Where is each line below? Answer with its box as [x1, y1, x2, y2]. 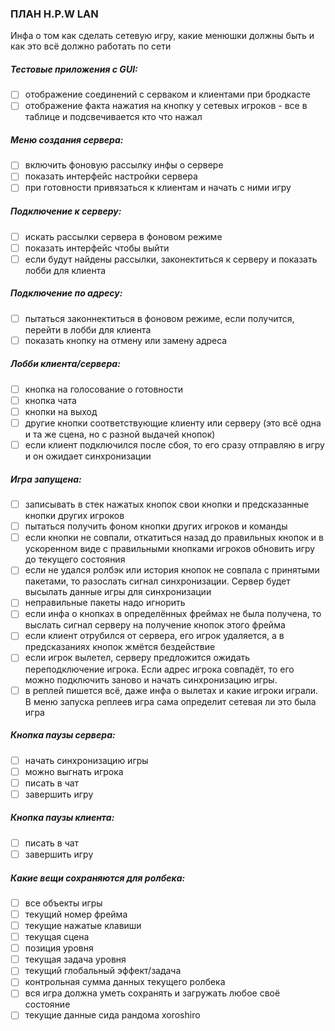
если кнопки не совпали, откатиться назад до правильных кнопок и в [24, 532, 324, 544]
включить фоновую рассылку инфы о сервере [24, 159, 224, 171]
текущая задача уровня [24, 953, 127, 966]
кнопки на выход [24, 405, 98, 417]
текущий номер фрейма [24, 908, 128, 920]
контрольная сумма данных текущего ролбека [24, 976, 226, 988]
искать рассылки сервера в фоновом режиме [24, 230, 223, 242]
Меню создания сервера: [10, 133, 124, 146]
